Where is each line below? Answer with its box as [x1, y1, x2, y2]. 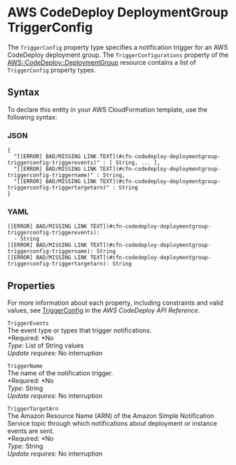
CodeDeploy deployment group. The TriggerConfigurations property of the [7, 51, 229, 59]
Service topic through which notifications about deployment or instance [7, 419, 218, 428]
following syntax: [7, 113, 58, 121]
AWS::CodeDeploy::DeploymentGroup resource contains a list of [7, 58, 197, 66]
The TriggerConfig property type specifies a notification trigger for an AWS [7, 43, 228, 51]
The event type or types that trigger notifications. [7, 326, 152, 335]
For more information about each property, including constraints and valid [7, 298, 224, 307]
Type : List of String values [7, 341, 84, 350]
